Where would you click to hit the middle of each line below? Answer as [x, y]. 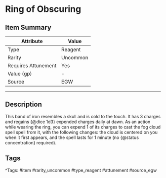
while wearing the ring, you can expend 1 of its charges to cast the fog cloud [83, 127]
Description [23, 105]
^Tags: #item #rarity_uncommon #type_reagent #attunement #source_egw [81, 170]
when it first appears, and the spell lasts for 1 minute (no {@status [72, 137]
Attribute [32, 41]
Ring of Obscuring [43, 9]
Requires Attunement [32, 66]
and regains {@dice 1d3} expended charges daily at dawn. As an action [78, 122]
